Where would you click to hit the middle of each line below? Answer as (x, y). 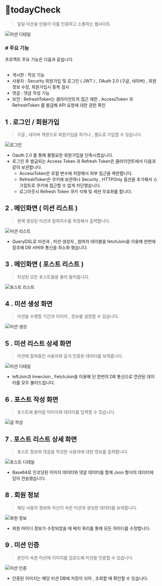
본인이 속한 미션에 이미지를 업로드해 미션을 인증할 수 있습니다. (75, 557)
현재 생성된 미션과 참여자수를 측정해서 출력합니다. (64, 221)
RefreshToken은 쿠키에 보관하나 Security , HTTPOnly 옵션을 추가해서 (86, 179)
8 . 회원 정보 (22, 495)
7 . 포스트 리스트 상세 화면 (41, 439)
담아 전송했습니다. (29, 478)
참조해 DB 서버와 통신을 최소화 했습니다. (50, 247)
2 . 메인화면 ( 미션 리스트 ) (41, 208)
